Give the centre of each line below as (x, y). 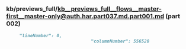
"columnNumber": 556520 (120, 41)
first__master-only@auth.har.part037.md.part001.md (85, 16)
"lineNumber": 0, (41, 36)
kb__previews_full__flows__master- (109, 9)
